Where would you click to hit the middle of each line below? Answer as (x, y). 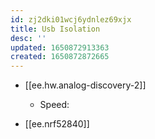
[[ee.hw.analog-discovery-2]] (85, 85)
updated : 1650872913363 (60, 47)
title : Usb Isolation (55, 29)
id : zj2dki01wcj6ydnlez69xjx (71, 19)
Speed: (54, 105)
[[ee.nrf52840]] (57, 124)
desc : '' (28, 38)
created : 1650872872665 (60, 57)
